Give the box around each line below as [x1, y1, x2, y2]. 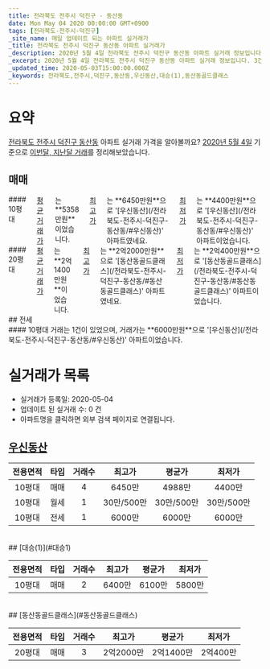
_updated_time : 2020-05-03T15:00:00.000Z [8, 64, 149, 72]
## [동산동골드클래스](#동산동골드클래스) [8, 610, 138, 620]
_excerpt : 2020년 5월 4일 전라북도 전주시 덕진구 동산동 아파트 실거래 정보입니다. [8, 57, 251, 65]
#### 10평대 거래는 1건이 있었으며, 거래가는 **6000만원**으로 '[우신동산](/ [8, 325, 246, 335]
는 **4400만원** [196, 196, 251, 205]
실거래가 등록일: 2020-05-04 [19, 394, 114, 404]
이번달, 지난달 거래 [29, 147, 88, 157]
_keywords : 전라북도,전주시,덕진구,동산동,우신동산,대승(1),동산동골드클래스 [8, 72, 229, 80]
